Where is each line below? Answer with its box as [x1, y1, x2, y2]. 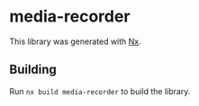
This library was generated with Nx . [9, 36, 141, 47]
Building [9, 62, 57, 77]
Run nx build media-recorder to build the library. [9, 85, 191, 96]
